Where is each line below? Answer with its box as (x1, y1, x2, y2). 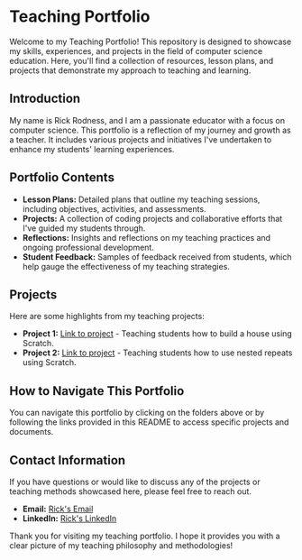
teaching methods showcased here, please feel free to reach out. (9, 486, 252, 497)
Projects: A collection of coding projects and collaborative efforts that (22, 213, 283, 224)
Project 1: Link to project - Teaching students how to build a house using (22, 328, 293, 339)
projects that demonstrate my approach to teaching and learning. (9, 65, 252, 76)
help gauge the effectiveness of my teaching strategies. (22, 261, 230, 271)
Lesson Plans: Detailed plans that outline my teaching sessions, (22, 194, 261, 205)
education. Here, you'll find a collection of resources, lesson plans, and (9, 55, 274, 66)
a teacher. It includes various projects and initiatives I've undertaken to (9, 133, 272, 145)
